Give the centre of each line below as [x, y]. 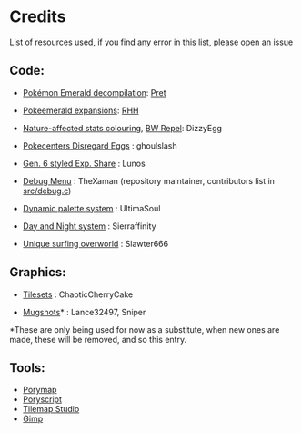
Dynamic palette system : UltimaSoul [91, 208]
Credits [38, 17]
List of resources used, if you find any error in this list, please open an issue [151, 42]
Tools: [27, 368]
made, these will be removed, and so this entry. [98, 339]
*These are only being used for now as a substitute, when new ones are [145, 329]
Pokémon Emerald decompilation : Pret [94, 92]
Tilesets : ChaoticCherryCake [78, 294]
